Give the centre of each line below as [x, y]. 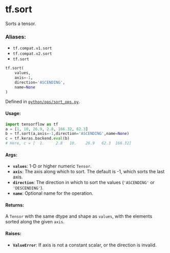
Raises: [13, 234]
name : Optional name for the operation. [53, 193]
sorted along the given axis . [35, 222]
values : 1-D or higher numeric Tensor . [52, 166]
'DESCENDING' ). [28, 188]
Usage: [13, 113]
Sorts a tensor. [21, 24]
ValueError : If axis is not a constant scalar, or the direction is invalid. [85, 245]
